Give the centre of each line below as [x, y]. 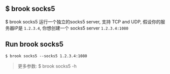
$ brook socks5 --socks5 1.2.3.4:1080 [46, 56]
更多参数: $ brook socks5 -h [47, 66]
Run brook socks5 [35, 44]
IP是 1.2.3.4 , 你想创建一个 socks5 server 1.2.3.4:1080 [71, 28]
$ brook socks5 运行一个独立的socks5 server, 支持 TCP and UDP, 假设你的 [83, 22]
